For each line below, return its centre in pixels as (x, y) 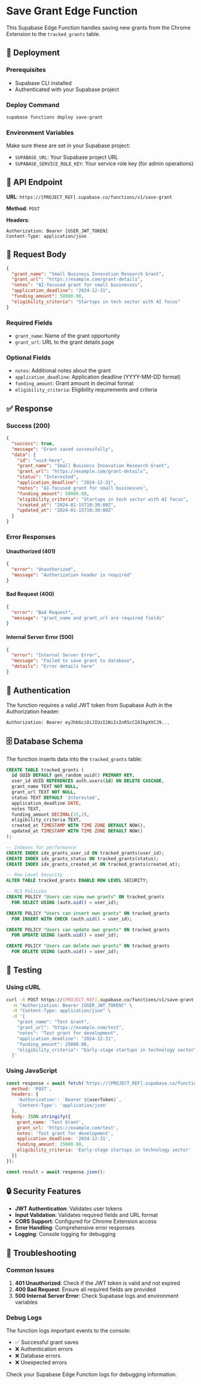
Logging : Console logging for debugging (65, 1234)
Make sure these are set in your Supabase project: (68, 146)
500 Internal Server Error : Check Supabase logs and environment (97, 1296)
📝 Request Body (36, 255)
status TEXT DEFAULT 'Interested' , (56, 798)
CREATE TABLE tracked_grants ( (45, 770)
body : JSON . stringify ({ (41, 1116)
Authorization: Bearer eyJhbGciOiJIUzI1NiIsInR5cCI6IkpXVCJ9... (88, 722)
